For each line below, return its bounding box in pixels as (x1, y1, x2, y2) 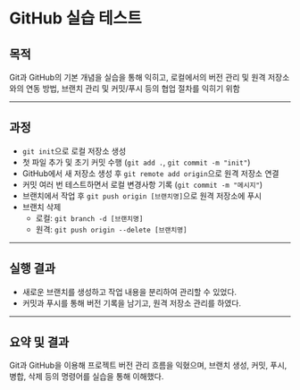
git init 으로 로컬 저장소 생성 (21, 145, 127, 157)
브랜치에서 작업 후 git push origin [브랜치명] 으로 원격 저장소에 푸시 (21, 190, 262, 201)
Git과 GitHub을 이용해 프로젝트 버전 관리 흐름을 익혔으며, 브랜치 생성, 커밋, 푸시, (9, 360, 287, 371)
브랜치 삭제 (21, 201, 62, 212)
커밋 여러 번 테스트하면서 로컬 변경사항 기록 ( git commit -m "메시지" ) (21, 179, 263, 190)
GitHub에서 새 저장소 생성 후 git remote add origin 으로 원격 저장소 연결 (21, 167, 279, 179)
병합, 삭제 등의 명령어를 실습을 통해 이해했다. (9, 371, 164, 382)
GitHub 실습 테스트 (9, 8, 142, 29)
